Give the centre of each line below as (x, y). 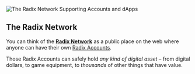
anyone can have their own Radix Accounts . (59, 47)
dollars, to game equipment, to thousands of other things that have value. (94, 65)
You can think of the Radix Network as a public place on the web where (93, 41)
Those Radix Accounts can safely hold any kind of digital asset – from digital (98, 59)
